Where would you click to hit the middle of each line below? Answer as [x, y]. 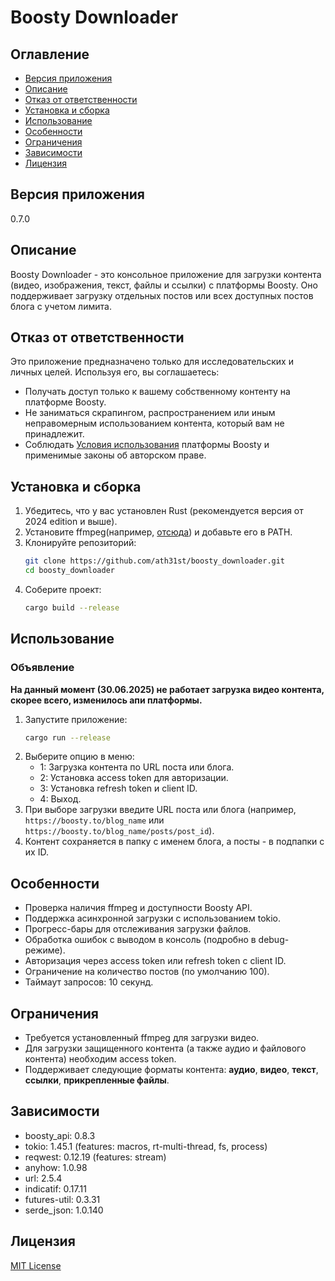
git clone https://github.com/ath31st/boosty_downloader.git [155, 561]
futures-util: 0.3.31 [62, 1199]
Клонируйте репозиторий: [80, 543]
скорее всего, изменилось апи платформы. [106, 700]
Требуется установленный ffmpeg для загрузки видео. [142, 1038]
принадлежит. [54, 434]
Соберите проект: [63, 589]
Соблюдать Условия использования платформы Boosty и [147, 445]
